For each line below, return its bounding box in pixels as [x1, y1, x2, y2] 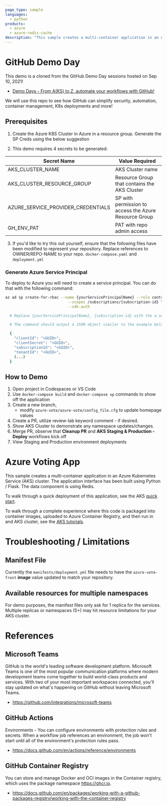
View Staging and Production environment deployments [12, 439, 127, 445]
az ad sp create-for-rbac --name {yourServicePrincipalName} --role [5, 295, 150, 300]
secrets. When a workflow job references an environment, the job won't [5, 732, 152, 738]
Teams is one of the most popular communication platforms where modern [5, 668, 159, 674]
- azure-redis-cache [9, 30, 52, 35]
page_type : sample [5, 7, 43, 12]
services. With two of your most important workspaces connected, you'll [5, 679, 154, 685]
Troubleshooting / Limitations [5, 536, 130, 547]
